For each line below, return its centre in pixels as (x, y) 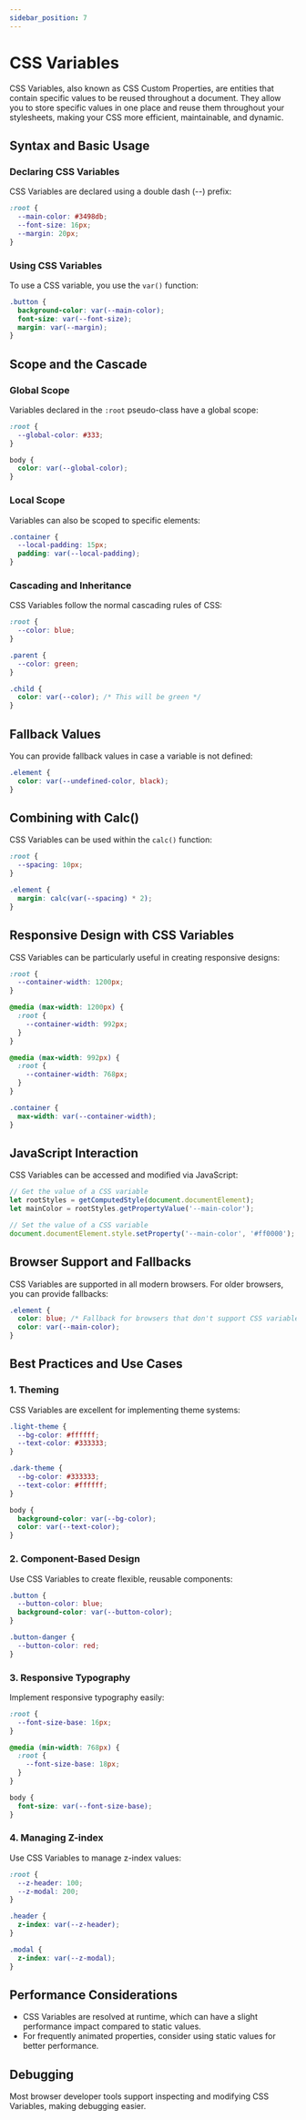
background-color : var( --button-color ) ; (95, 1613)
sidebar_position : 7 (49, 18)
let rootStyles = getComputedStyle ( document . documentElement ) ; (132, 1200)
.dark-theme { (36, 1468)
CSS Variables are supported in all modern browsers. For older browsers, (147, 1284)
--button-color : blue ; (61, 1604)
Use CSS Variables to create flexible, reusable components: (122, 1579)
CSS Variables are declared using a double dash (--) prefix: (121, 191)
